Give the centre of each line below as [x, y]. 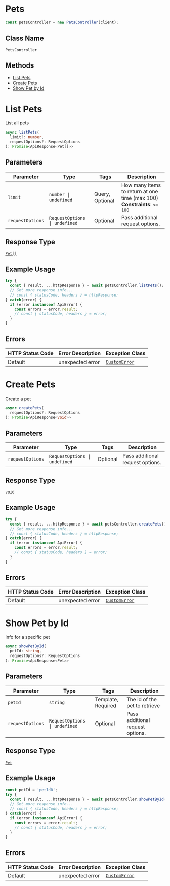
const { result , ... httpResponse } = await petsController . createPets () [88, 524]
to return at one [140, 191]
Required [105, 705]
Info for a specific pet [28, 637]
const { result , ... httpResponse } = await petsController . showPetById [87, 799]
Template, [107, 699]
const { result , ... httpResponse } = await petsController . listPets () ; [87, 286]
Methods [20, 66]
